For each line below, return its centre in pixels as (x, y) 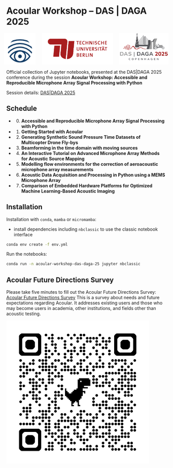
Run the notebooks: (27, 254)
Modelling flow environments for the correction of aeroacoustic (90, 164)
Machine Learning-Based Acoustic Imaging (68, 191)
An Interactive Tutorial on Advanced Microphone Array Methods (90, 153)
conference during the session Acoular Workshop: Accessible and (77, 77)
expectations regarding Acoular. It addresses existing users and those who (84, 303)
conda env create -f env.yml (37, 244)
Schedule (22, 108)
